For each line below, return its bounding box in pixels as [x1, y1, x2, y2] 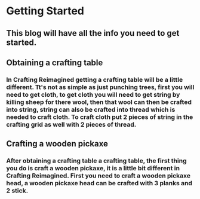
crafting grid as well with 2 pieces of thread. [6, 120, 137, 128]
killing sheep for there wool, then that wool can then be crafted [6, 97, 192, 106]
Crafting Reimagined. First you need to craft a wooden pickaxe [6, 172, 191, 180]
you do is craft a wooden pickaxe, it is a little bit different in [6, 164, 180, 173]
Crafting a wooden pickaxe [6, 139, 109, 149]
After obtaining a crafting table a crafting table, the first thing [6, 157, 187, 165]
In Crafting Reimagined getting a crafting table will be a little [6, 75, 183, 84]
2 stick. [6, 186, 29, 195]
